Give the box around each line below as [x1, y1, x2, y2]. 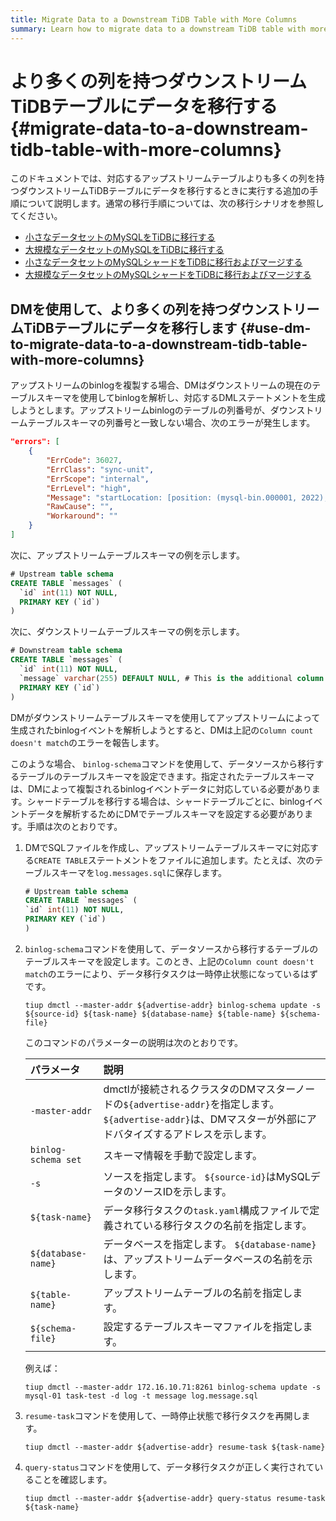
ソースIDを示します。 [133, 1184, 233, 1198]
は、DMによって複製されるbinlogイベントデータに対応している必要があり [10, 782, 312, 795]
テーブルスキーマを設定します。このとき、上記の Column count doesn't [24, 955, 315, 967]
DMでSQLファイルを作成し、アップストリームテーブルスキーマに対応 [24, 841, 310, 853]
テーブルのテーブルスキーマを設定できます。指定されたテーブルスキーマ [18, 770, 315, 782]
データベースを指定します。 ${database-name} [103, 1237, 317, 1251]
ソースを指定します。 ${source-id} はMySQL [103, 1169, 311, 1183]
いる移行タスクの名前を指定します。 [143, 1218, 313, 1232]
